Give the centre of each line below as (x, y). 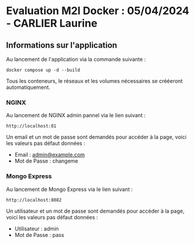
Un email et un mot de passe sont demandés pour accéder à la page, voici (96, 137)
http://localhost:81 (32, 126)
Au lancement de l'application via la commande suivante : (76, 59)
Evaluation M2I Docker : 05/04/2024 (98, 11)
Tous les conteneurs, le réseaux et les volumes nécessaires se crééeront (94, 81)
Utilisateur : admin (37, 229)
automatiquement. (28, 87)
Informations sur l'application (62, 45)
